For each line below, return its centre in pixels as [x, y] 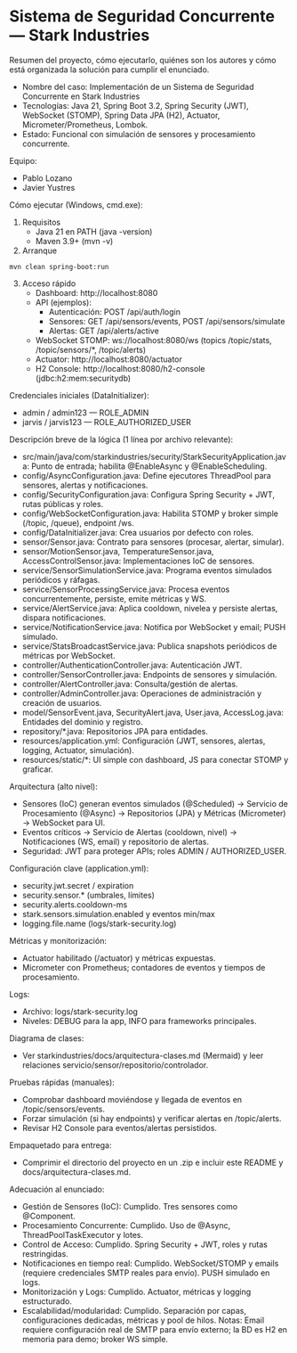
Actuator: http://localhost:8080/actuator [108, 359]
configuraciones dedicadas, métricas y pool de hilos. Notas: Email [143, 1320]
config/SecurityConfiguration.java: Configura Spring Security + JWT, [148, 494]
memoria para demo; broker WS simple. [95, 1339]
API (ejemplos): [63, 302]
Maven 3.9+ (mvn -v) [74, 241]
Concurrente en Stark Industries [81, 96]
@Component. [48, 1216]
